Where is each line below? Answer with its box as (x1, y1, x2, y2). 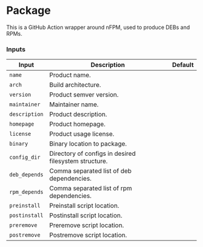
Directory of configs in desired (49, 149, 136, 158)
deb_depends (9, 172, 44, 178)
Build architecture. (49, 81, 101, 89)
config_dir (9, 154, 40, 161)
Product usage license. (49, 130, 115, 138)
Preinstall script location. (49, 202, 120, 210)
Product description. (49, 110, 108, 118)
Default (172, 61, 194, 69)
